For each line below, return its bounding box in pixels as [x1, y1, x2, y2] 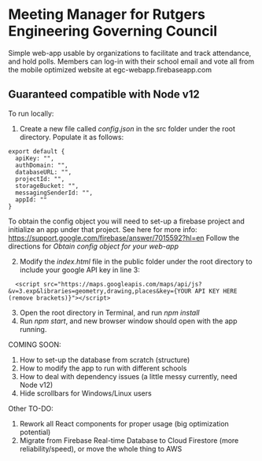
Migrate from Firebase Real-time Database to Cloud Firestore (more [19, 435, 239, 445]
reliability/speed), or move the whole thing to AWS [19, 444, 183, 453]
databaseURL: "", [15, 168, 72, 176]
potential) [19, 427, 51, 437]
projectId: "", [15, 175, 65, 183]
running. [19, 324, 47, 334]
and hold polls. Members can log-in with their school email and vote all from [8, 57, 255, 66]
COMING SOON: [8, 340, 61, 349]
